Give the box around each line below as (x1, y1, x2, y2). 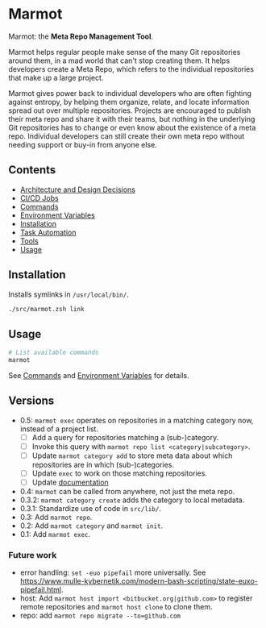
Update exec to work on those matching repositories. (31, 468, 208, 478)
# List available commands (8, 348, 99, 357)
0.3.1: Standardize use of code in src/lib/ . (19, 504, 161, 514)
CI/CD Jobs (19, 193, 59, 202)
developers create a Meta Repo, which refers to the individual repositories (8, 64, 254, 73)
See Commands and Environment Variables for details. (8, 371, 189, 380)
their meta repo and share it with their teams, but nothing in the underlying (8, 114, 256, 123)
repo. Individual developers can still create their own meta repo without (8, 131, 245, 141)
